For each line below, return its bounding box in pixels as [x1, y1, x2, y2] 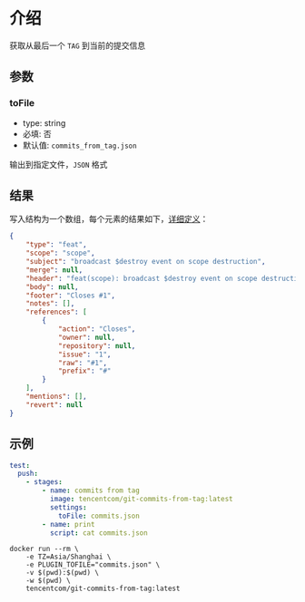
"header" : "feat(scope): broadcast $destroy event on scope [25, 274, 258, 283]
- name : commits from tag [42, 486, 141, 495]
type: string [22, 117, 66, 128]
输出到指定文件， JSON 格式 [9, 159, 108, 170]
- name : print [42, 519, 95, 529]
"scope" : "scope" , [25, 248, 95, 258]
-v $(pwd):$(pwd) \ [25, 568, 100, 578]
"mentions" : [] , [25, 392, 88, 402]
